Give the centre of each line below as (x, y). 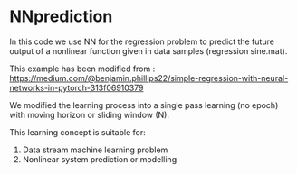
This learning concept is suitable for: (78, 132)
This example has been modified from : (82, 69)
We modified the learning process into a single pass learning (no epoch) (144, 105)
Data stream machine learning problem (95, 150)
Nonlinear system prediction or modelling (100, 159)
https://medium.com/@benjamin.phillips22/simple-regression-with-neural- (149, 78)
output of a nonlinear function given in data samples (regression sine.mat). (148, 50)
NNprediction (61, 17)
